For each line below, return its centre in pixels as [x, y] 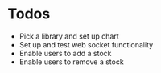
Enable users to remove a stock [71, 62]
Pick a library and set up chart [69, 36]
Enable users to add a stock [65, 53]
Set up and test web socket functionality [86, 44]
